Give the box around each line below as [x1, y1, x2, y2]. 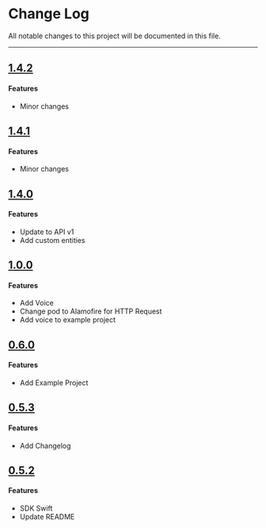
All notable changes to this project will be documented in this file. [8, 31, 222, 40]
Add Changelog [19, 441, 71, 450]
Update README [19, 512, 75, 522]
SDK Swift [19, 503, 53, 513]
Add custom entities [19, 235, 85, 245]
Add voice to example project [19, 315, 116, 325]
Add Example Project [19, 378, 89, 387]
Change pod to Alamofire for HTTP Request [19, 306, 162, 316]
